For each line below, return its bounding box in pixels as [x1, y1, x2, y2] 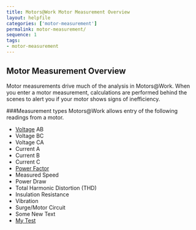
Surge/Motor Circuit [15, 204, 66, 211]
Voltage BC [15, 132, 44, 139]
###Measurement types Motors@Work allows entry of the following [6, 107, 178, 114]
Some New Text [15, 210, 56, 218]
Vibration [15, 197, 39, 204]
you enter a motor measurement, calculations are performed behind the [6, 88, 187, 96]
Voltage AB [15, 125, 44, 132]
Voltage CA [15, 139, 44, 146]
